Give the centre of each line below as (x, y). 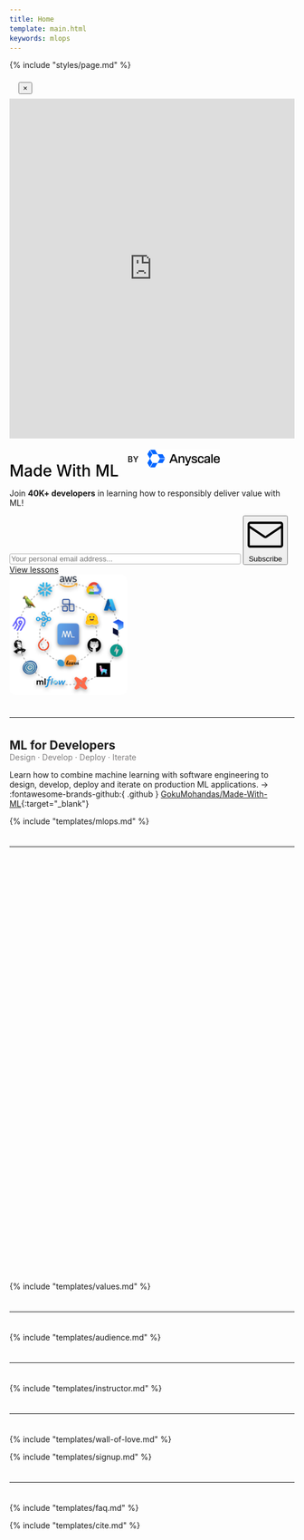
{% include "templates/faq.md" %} (74, 1507)
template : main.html (48, 29)
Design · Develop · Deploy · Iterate (73, 757)
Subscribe (266, 559)
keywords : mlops (40, 38)
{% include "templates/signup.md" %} (81, 1457)
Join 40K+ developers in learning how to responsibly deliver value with (145, 493)
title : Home (32, 19)
